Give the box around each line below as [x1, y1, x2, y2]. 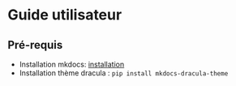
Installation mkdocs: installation [19, 59, 125, 69]
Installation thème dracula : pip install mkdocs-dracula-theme [19, 68, 229, 78]
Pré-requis [7, 38, 63, 52]
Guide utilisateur [7, 6, 122, 24]
